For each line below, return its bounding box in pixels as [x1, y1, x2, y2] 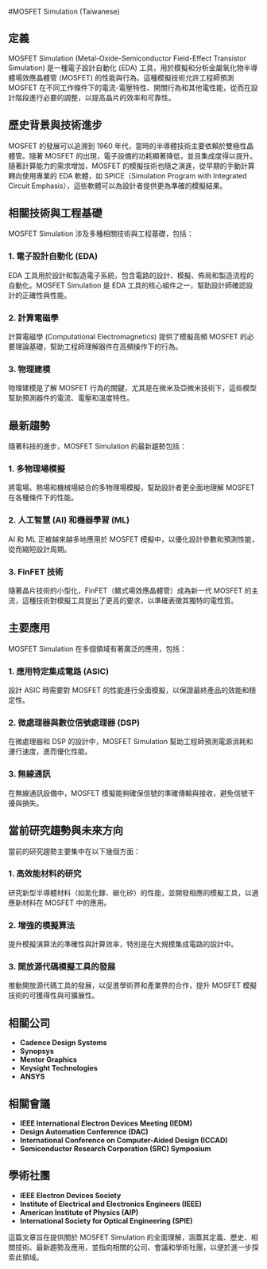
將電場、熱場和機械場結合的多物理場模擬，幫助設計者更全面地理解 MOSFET [8, 483, 255, 492]
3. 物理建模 [8, 363, 51, 374]
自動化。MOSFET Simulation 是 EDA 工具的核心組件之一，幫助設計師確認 [8, 280, 246, 290]
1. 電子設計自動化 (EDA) [8, 251, 98, 262]
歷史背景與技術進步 [8, 119, 103, 132]
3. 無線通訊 [8, 769, 51, 780]
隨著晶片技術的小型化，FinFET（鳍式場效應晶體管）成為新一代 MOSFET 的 [8, 586, 252, 596]
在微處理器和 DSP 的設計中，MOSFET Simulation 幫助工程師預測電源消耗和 [8, 737, 253, 746]
